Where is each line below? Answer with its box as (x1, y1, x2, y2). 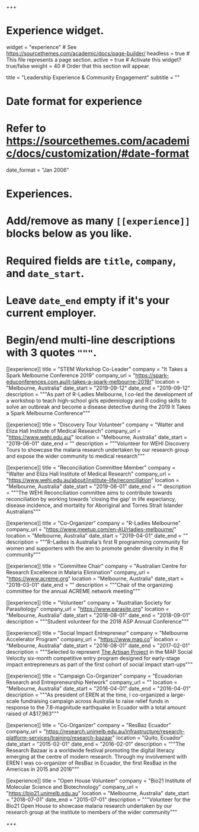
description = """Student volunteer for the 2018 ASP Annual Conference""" (6, 618, 190, 625)
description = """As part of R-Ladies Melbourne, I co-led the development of (6, 390, 193, 397)
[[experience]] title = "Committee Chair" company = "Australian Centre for (6, 562, 187, 569)
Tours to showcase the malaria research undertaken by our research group (6, 446, 190, 453)
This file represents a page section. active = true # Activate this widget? (6, 56, 182, 63)
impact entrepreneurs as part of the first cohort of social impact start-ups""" (6, 661, 193, 668)
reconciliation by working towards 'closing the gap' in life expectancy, (6, 495, 176, 502)
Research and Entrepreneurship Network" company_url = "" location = (6, 679, 178, 686)
